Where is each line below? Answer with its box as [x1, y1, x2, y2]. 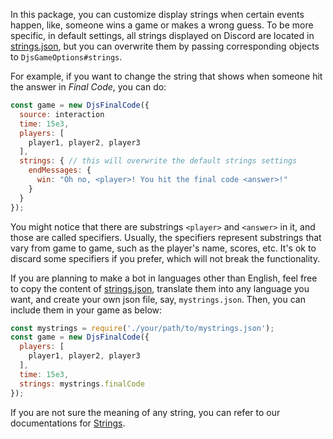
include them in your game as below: [10, 304, 163, 316]
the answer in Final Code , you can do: [10, 81, 167, 93]
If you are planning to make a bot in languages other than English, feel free [10, 272, 318, 284]
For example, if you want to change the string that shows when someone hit [10, 70, 323, 82]
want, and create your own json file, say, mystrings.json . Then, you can [10, 293, 306, 305]
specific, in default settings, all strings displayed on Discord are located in [10, 30, 315, 41]
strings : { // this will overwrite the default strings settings [19, 156, 298, 166]
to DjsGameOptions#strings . [10, 51, 123, 63]
